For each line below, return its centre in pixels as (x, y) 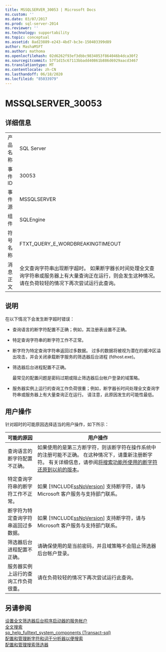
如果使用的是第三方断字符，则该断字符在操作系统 (94, 448)
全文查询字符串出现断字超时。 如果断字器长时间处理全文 (84, 268)
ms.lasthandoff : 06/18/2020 (34, 74)
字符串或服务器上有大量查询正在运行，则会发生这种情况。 (91, 276)
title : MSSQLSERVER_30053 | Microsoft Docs (51, 10)
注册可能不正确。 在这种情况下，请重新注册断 (95, 455)
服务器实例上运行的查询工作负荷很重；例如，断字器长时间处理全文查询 (84, 388)
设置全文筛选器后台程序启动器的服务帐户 (46, 621)
